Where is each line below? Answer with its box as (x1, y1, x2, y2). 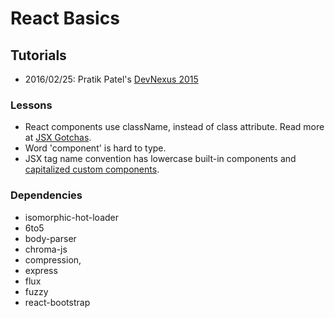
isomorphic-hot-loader (24, 211, 120, 223)
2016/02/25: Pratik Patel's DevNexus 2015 (24, 73, 199, 85)
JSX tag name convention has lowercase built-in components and (24, 153, 297, 165)
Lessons (10, 98, 53, 112)
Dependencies (10, 188, 83, 202)
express (24, 264, 58, 276)
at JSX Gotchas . (24, 132, 92, 144)
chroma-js (24, 243, 68, 255)
